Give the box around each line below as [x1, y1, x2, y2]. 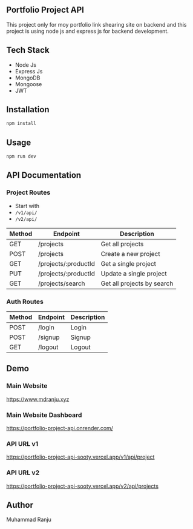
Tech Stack [6, 45, 50, 55]
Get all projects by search [100, 279, 174, 288]
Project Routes [6, 188, 51, 197]
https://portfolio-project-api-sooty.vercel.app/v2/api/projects [6, 482, 159, 490]
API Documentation [6, 170, 82, 181]
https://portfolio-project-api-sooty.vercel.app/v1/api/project [6, 453, 155, 460]
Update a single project [100, 269, 168, 278]
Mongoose [15, 80, 42, 87]
